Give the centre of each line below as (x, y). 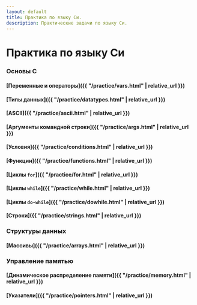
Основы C (22, 71)
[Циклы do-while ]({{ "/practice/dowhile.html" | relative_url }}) (86, 202)
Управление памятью (40, 261)
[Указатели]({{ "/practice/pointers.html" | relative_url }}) (80, 295)
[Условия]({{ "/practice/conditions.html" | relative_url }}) (80, 147)
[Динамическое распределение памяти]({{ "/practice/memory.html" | (98, 275)
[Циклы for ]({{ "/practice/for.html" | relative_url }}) (72, 174)
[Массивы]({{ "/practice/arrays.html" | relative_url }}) (76, 245)
